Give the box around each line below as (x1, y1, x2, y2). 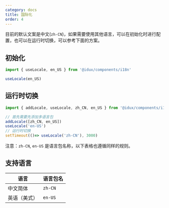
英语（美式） (8, 194, 39, 201)
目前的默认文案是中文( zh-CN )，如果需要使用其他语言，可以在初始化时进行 (5, 31, 157, 37)
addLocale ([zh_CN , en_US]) (5, 119, 62, 124)
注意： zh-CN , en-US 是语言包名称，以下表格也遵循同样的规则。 (5, 143, 133, 149)
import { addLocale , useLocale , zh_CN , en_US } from (5, 105, 118, 110)
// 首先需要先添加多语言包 (5, 114, 54, 119)
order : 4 (5, 17, 24, 22)
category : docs (5, 7, 37, 13)
